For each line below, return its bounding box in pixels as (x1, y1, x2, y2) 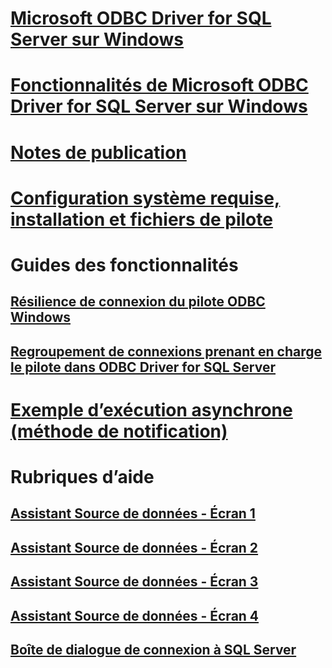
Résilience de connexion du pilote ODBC (10, 293, 266, 311)
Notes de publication (10, 141, 187, 164)
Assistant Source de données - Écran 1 (10, 505, 256, 522)
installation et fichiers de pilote (10, 208, 273, 231)
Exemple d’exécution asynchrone (10, 398, 293, 421)
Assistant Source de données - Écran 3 (10, 573, 259, 591)
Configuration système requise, (10, 187, 281, 209)
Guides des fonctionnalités (10, 253, 239, 276)
